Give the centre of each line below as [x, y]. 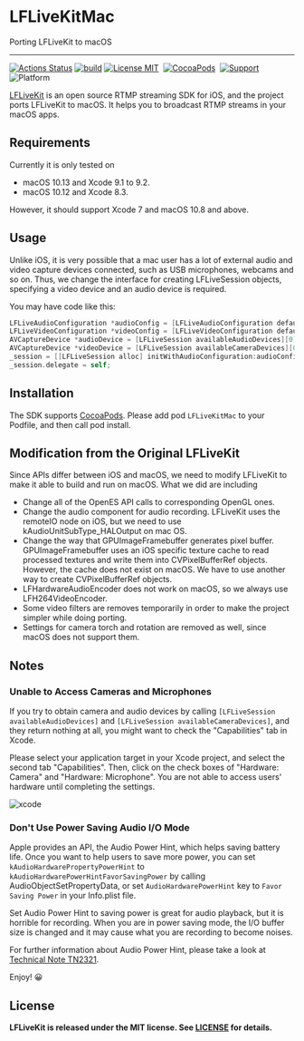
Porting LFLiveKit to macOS [61, 42]
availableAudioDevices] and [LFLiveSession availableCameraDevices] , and [149, 721]
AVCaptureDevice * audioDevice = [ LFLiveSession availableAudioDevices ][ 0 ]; [155, 340]
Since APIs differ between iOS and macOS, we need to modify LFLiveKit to [148, 475]
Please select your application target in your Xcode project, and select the [147, 758]
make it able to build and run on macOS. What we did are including [133, 485]
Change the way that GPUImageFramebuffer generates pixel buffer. [148, 540]
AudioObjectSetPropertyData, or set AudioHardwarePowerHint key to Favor [146, 886]
